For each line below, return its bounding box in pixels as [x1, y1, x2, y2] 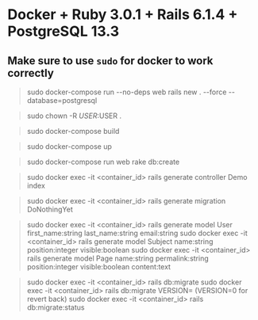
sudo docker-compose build [26, 127, 120, 135]
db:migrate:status [26, 303, 85, 312]
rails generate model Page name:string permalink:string [26, 253, 209, 263]
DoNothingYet [26, 204, 73, 214]
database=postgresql [26, 96, 98, 105]
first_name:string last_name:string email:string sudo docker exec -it [26, 228, 248, 238]
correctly [7, 66, 55, 80]
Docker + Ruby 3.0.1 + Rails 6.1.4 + [7, 6, 238, 24]
